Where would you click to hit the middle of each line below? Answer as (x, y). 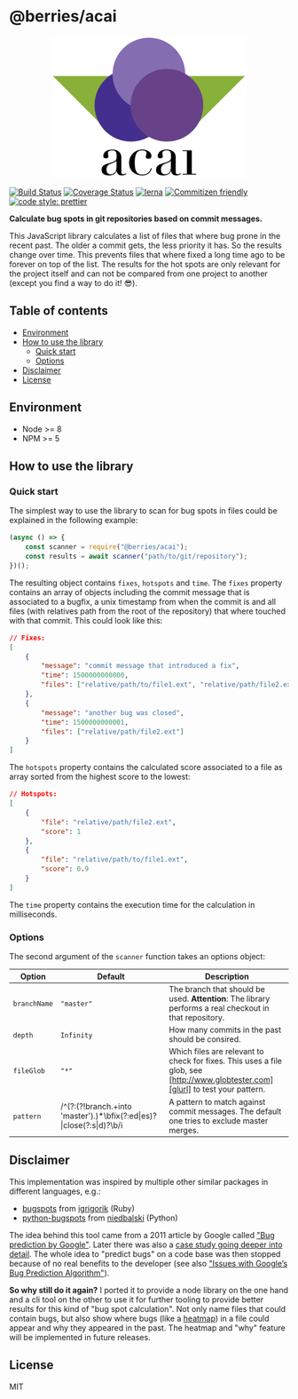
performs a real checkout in (219, 1008)
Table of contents (59, 311)
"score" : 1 (61, 831)
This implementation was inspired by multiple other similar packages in (139, 1181)
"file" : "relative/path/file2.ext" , (109, 822)
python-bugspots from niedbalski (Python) (100, 1218)
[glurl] (180, 1089)
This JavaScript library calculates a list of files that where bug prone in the (145, 235)
